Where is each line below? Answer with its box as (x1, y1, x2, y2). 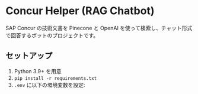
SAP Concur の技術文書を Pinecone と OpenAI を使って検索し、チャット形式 (5, 24, 193, 31)
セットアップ (5, 51, 53, 61)
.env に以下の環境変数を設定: (14, 81, 85, 88)
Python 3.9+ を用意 (14, 67, 62, 74)
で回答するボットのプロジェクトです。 (5, 31, 99, 39)
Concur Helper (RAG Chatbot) (5, 4, 155, 18)
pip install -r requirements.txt (14, 75, 97, 81)
